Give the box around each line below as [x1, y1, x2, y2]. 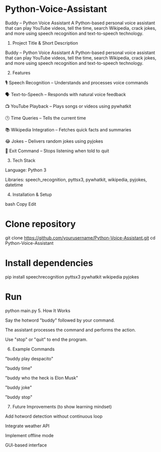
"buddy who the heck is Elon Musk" [5, 375, 78, 381]
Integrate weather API [5, 423, 50, 429]
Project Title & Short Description [12, 40, 78, 46]
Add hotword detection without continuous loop [5, 413, 103, 419]
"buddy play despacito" [5, 355, 54, 361]
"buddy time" [5, 365, 33, 371]
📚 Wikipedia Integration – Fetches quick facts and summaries [5, 126, 131, 132]
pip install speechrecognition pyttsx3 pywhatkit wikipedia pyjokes [5, 274, 139, 280]
